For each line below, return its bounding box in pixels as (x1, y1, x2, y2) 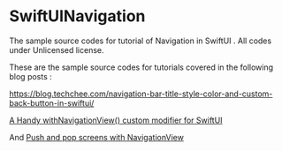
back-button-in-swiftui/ (9, 97, 95, 108)
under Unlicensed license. (9, 44, 104, 55)
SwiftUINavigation (9, 6, 146, 26)
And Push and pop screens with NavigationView (9, 132, 184, 142)
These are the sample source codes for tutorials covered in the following (9, 62, 274, 72)
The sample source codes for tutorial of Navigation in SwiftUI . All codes (9, 35, 272, 46)
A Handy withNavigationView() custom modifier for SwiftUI (9, 115, 223, 125)
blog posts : (9, 71, 53, 81)
